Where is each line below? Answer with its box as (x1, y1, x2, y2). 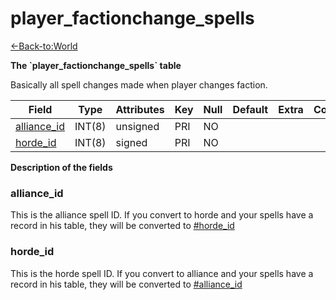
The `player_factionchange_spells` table (10, 59, 182, 71)
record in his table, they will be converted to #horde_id (10, 220, 235, 232)
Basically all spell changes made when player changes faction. (10, 78, 268, 91)
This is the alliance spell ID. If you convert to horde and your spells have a (10, 209, 314, 221)
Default (232, 102, 269, 116)
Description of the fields (10, 161, 113, 173)
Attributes (115, 102, 165, 116)
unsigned (115, 119, 160, 133)
